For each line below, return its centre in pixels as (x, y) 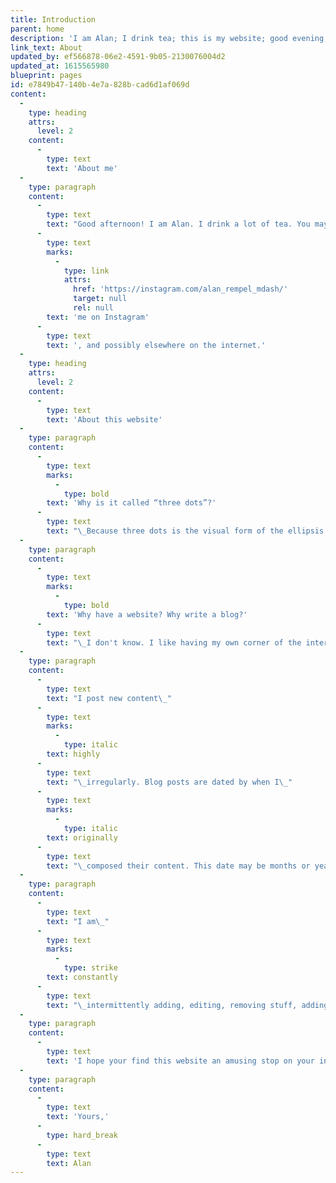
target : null (100, 299)
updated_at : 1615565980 (60, 66)
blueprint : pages (46, 76)
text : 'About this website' (104, 419)
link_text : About (46, 47)
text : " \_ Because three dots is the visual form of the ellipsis (185, 531)
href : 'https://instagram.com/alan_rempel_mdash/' (180, 289)
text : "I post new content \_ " (109, 698)
